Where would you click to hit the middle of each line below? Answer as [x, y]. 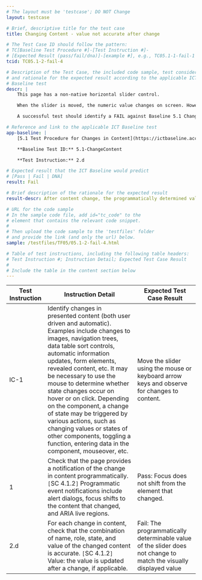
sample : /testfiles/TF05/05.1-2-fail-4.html [63, 243]
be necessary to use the [81, 376]
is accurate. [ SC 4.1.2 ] [80, 554]
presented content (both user [89, 316]
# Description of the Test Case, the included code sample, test [90, 72]
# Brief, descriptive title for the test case [66, 28]
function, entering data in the [88, 444]
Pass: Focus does [162, 476]
